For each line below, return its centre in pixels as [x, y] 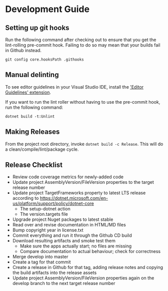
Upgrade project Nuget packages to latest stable [63, 219]
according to [26, 198]
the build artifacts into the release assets [54, 273]
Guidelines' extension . [28, 92]
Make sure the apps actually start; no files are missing [76, 246]
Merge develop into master [40, 257]
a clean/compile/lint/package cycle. [42, 149]
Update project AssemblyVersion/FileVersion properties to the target [83, 182]
